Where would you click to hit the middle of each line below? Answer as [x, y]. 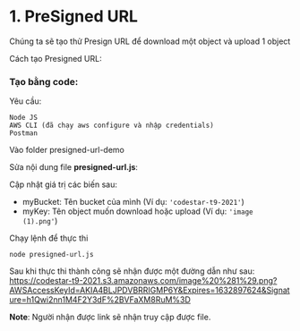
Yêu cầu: [26, 101]
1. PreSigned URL [74, 17]
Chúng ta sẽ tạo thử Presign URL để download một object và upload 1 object [150, 41]
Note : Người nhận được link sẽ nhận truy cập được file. [110, 317]
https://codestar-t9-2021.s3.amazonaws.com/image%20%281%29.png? [143, 281]
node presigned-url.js [51, 255]
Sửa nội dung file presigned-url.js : [74, 167]
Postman [24, 133]
